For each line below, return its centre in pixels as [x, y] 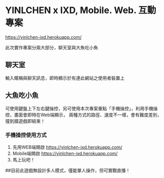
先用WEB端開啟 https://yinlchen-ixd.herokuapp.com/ [67, 147]
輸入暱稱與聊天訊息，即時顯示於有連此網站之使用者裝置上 [65, 78]
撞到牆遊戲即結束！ [25, 121]
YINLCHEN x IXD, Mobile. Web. [71, 10]
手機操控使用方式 [26, 135]
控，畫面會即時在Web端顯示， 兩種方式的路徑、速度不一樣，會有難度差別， [84, 115]
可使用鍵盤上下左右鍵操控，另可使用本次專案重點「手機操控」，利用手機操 [81, 108]
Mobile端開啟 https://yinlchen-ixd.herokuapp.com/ [65, 153]
